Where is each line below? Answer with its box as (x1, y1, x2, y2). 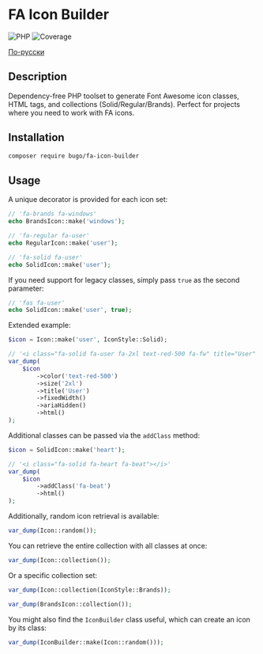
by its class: (8, 623, 47, 633)
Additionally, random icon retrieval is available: (8, 511, 160, 520)
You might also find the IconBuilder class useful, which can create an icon (8, 614, 251, 624)
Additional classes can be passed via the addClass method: (8, 430, 200, 440)
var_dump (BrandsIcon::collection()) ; (8, 600, 133, 608)
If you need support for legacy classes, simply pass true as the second (8, 275, 240, 284)
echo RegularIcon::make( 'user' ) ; (8, 239, 118, 247)
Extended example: (8, 321, 71, 330)
